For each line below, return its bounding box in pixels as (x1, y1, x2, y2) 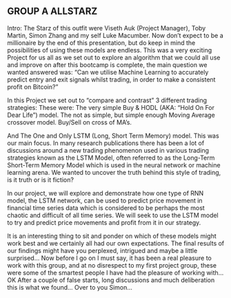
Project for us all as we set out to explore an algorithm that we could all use (7, 53, 221, 62)
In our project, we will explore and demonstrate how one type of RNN (7, 189, 204, 197)
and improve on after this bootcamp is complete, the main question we (7, 60, 208, 68)
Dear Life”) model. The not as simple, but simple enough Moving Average (7, 111, 215, 119)
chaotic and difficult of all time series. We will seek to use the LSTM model (7, 211, 219, 219)
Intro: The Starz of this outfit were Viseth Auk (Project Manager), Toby (7, 24, 206, 32)
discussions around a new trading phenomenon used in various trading (7, 146, 209, 154)
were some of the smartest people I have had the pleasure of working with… (7, 268, 224, 277)
